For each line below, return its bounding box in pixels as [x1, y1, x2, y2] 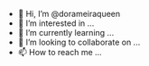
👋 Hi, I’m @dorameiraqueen [17, 9, 121, 19]
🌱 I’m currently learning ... [17, 28, 115, 37]
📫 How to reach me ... [17, 47, 102, 57]
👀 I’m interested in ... [17, 18, 95, 29]
